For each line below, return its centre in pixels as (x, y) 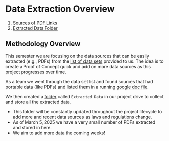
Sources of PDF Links (35, 23)
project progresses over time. (36, 72)
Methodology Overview (43, 44)
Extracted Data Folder (35, 28)
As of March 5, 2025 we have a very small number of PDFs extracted (84, 122)
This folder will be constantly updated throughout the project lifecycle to (87, 111)
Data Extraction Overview (60, 9)
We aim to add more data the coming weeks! (59, 133)
